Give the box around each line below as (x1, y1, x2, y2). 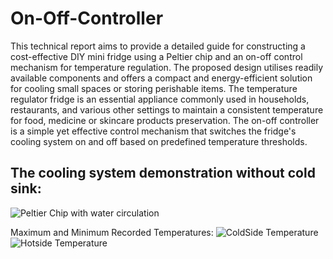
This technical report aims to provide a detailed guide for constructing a (10, 40, 306, 52)
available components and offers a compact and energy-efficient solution (10, 72, 313, 84)
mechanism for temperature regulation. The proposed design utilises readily (10, 61, 324, 73)
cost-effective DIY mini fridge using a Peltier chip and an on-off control (10, 50, 303, 62)
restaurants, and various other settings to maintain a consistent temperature (10, 103, 324, 116)
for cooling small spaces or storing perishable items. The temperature (10, 82, 298, 94)
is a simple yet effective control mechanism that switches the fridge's (10, 125, 297, 137)
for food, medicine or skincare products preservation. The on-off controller (10, 114, 320, 126)
